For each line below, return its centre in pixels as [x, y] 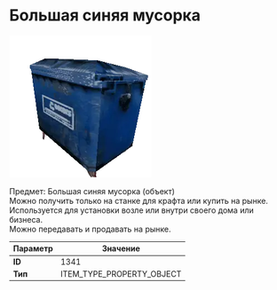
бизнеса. [26, 219]
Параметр [33, 248]
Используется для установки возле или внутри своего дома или [132, 210]
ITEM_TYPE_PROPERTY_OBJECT [121, 274]
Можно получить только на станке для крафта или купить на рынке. [139, 200]
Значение [121, 248]
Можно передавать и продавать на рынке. [90, 229]
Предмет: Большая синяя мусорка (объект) [92, 191]
